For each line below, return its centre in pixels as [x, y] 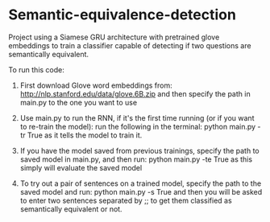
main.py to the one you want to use [79, 102]
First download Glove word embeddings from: [96, 85]
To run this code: [36, 69]
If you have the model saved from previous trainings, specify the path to [139, 150]
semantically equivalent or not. [71, 209]
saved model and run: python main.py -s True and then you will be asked [141, 191]
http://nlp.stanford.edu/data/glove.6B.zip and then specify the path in [135, 93]
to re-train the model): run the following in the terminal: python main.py [138, 126]
